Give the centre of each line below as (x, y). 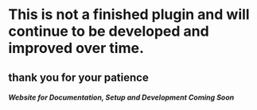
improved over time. (76, 48)
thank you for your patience (78, 77)
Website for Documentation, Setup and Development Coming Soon (121, 97)
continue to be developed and (109, 31)
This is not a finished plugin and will (129, 15)
